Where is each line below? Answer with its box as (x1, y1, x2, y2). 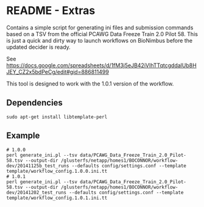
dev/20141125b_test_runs (6, 162, 69, 169)
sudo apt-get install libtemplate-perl (6, 114, 108, 120)
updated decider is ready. (6, 43, 71, 51)
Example (6, 131, 40, 141)
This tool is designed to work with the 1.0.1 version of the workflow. (6, 80, 174, 87)
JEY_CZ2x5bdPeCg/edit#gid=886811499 (6, 68, 110, 75)
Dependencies (6, 98, 63, 108)
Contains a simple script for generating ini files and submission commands (6, 24, 194, 31)
